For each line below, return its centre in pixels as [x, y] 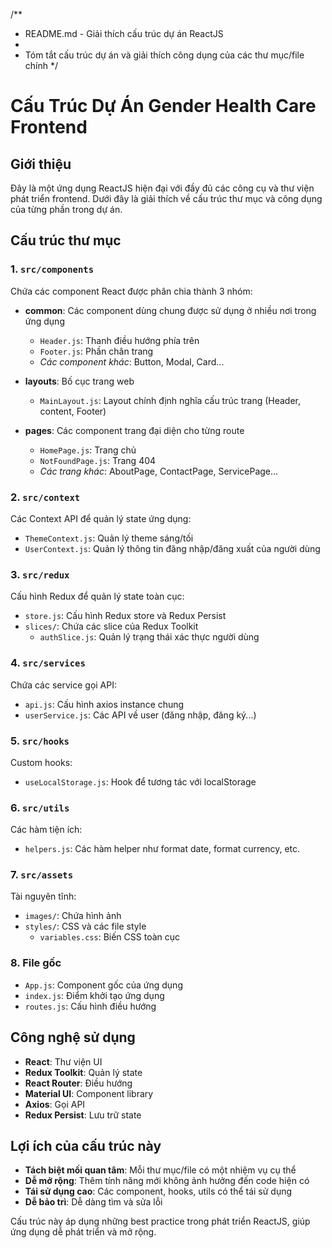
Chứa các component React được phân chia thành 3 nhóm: [131, 291]
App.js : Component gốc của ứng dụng [103, 985]
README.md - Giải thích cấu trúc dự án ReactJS [124, 33]
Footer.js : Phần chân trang [96, 351]
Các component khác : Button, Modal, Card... [132, 361]
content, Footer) [73, 411]
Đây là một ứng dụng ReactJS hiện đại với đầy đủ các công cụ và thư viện [162, 188]
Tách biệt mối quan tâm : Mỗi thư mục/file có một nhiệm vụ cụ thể [160, 1170]
